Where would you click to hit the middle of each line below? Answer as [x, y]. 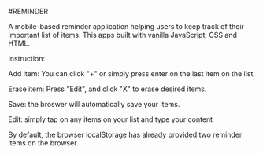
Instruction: [27, 59]
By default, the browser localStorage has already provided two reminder [125, 134]
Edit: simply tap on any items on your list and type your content [111, 119]
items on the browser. [43, 143]
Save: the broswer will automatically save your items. [94, 104]
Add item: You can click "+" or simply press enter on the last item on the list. [132, 73]
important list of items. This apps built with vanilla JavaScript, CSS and [123, 35]
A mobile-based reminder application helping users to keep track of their [126, 26]
